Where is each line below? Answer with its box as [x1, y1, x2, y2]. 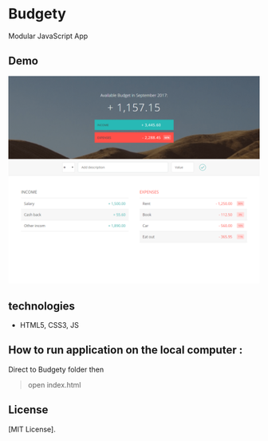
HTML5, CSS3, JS [19, 320, 80, 329]
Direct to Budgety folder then [8, 364, 104, 374]
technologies [8, 299, 76, 313]
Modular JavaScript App [8, 31, 89, 41]
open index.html [27, 380, 81, 389]
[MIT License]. [8, 424, 56, 434]
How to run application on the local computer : [8, 344, 243, 357]
